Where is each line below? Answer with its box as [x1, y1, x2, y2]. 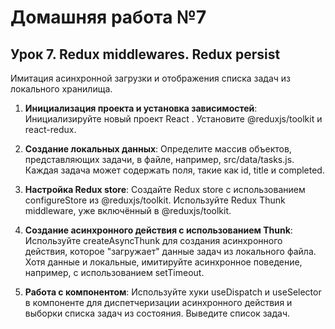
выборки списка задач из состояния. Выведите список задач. [24, 307, 291, 319]
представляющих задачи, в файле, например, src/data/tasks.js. [24, 154, 295, 165]
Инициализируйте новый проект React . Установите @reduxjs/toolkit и [24, 113, 323, 125]
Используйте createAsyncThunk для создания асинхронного [24, 235, 283, 246]
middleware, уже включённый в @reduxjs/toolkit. [24, 205, 232, 216]
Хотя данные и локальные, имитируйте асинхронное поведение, [24, 256, 303, 268]
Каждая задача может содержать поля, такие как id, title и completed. [24, 164, 325, 176]
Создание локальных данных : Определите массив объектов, [24, 143, 292, 155]
